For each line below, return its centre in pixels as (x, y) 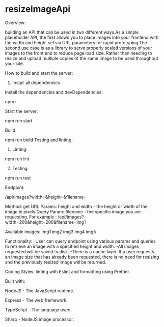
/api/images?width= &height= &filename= (46, 197)
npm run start (19, 120)
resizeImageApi (38, 9)
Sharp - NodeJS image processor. (40, 319)
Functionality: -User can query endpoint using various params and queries (81, 241)
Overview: (15, 23)
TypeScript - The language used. (39, 310)
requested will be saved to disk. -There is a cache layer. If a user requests (80, 251)
